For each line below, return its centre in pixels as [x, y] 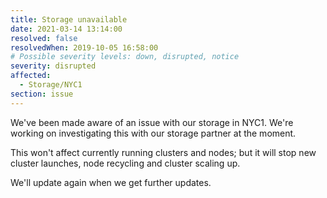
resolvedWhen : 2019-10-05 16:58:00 [84, 47]
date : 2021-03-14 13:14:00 [66, 29]
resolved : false [44, 38]
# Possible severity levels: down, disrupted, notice [125, 57]
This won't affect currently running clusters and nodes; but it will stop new [163, 152]
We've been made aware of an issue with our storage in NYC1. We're [152, 122]
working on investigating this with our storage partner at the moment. [153, 133]
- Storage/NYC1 [51, 85]
